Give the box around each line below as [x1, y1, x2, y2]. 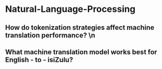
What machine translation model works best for [5, 48, 157, 56]
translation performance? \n [5, 31, 95, 39]
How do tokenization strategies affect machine [5, 23, 154, 32]
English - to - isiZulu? [5, 56, 73, 64]
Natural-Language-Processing [5, 3, 135, 15]
